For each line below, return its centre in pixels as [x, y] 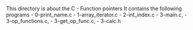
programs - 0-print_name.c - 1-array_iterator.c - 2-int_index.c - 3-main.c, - [96, 15]
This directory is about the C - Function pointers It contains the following [94, 9]
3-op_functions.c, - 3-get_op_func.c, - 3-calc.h [64, 21]
